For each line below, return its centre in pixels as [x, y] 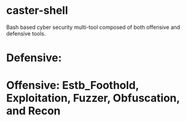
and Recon [33, 111]
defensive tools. [26, 33]
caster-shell [37, 11]
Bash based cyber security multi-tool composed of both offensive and [93, 27]
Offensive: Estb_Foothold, [73, 85]
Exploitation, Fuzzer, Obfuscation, [93, 98]
